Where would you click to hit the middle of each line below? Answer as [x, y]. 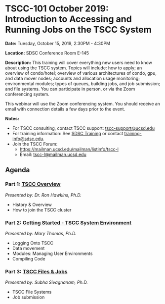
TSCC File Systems [32, 292]
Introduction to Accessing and [68, 19]
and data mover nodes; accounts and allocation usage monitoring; [72, 78]
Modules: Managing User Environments [52, 253]
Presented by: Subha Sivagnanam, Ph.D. [46, 282]
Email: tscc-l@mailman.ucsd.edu [53, 154]
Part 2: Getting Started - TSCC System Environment [68, 222]
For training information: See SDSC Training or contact [68, 133]
